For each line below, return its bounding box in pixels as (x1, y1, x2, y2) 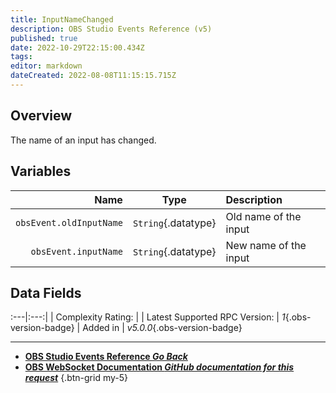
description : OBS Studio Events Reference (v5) (10, 24, 213, 34)
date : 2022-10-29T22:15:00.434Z (10, 42, 145, 53)
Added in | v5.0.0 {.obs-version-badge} (82, 322, 243, 334)
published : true (10, 33, 78, 43)
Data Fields (10, 284, 82, 301)
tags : (10, 52, 33, 62)
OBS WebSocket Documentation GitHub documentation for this (24, 361, 295, 373)
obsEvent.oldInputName (15, 217, 123, 228)
